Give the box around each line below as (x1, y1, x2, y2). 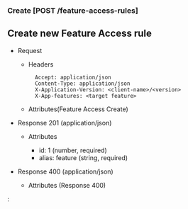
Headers (28, 60, 54, 69)
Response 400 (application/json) (17, 167, 114, 176)
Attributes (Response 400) (28, 181, 106, 189)
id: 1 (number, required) (38, 146, 108, 154)
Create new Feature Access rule (7, 28, 153, 40)
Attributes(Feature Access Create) (28, 105, 129, 113)
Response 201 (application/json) (17, 118, 112, 127)
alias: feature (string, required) (38, 153, 128, 162)
